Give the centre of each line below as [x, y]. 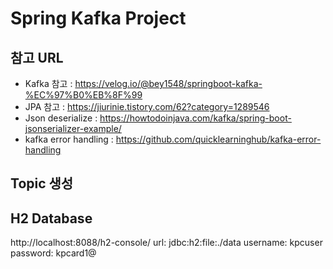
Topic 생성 [42, 183]
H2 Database [51, 218]
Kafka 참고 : [48, 83]
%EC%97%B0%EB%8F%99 [83, 95]
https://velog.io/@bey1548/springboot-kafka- [168, 83]
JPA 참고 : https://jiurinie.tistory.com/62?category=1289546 [147, 106]
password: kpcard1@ [53, 253]
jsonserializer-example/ [73, 128]
